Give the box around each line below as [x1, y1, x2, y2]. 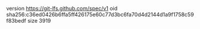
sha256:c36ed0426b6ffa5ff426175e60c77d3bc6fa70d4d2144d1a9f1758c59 [6, 11, 195, 18]
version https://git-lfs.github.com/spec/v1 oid [6, 5, 118, 12]
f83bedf [6, 17, 26, 24]
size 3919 [27, 17, 51, 24]
